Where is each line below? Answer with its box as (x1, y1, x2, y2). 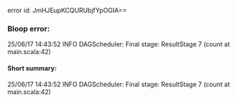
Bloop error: (7, 24, 50, 34)
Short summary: (7, 63, 57, 72)
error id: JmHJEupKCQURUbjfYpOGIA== (7, 6, 127, 14)
